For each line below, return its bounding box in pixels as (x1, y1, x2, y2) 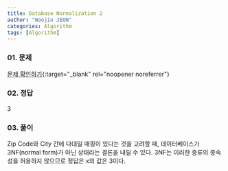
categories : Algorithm (7, 23, 72, 29)
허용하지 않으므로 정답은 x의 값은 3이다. (19, 157, 126, 165)
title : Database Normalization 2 (7, 10, 103, 17)
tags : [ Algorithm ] (7, 29, 60, 36)
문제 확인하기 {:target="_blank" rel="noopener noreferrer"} (7, 70, 170, 78)
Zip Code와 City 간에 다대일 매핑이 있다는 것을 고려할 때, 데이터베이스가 (7, 140, 200, 148)
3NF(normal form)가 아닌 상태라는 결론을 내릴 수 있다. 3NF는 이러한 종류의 (7, 148, 209, 157)
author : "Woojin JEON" (7, 16, 72, 23)
